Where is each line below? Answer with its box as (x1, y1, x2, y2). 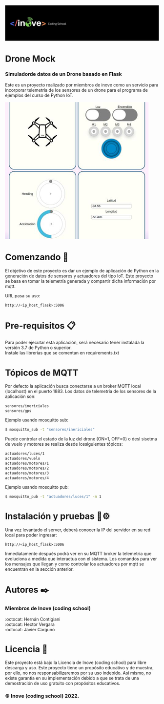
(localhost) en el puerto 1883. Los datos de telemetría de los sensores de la (5, 389, 156, 394)
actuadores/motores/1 (5, 461, 49, 466)
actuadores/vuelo (5, 456, 41, 461)
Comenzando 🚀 (5, 251, 69, 263)
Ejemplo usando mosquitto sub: (5, 417, 69, 423)
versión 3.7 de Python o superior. (5, 345, 72, 351)
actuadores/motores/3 (5, 471, 49, 476)
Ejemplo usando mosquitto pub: (5, 484, 69, 490)
